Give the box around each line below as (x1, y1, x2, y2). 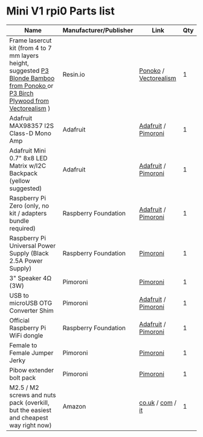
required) (9, 224, 36, 232)
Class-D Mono (9, 129, 51, 137)
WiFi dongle (9, 331, 43, 339)
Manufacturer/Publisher (62, 26, 134, 34)
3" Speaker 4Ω (9, 273, 52, 282)
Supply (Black (9, 249, 50, 257)
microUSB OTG (9, 299, 53, 307)
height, (9, 59, 29, 67)
